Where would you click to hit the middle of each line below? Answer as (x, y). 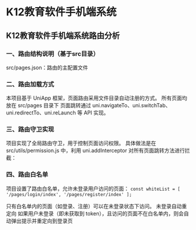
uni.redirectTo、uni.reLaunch (41, 113)
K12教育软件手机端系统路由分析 (63, 35)
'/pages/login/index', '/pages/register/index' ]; (69, 194)
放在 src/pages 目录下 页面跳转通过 (49, 106)
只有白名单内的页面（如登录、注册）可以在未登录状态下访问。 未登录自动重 (97, 206)
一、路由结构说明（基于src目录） (53, 53)
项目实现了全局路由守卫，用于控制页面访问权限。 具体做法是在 (81, 143)
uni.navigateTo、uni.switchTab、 (131, 106)
